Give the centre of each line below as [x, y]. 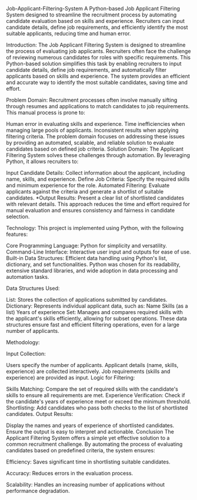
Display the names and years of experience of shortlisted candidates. [90, 425]
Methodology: [23, 342]
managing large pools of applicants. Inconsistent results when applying [92, 130]
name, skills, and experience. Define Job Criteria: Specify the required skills [98, 179]
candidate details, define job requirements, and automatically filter [86, 70]
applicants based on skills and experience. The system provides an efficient [98, 76]
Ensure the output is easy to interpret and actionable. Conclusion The [90, 431]
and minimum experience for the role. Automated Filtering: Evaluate [88, 185]
